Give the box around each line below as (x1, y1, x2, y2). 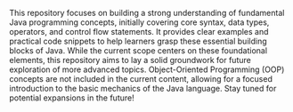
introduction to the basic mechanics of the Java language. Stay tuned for (9, 84, 277, 93)
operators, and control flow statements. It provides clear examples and (9, 27, 269, 36)
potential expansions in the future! (9, 92, 135, 103)
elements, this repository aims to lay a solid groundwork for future (9, 55, 251, 65)
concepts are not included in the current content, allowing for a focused (9, 74, 273, 84)
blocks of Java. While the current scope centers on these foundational (9, 45, 268, 56)
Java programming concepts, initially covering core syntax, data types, (9, 17, 270, 28)
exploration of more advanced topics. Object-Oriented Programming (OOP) (9, 64, 285, 75)
